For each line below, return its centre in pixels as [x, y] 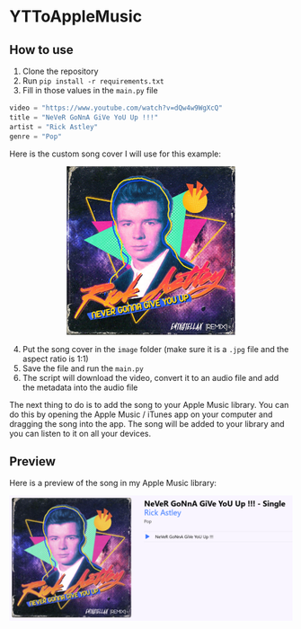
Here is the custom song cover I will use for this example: [115, 154]
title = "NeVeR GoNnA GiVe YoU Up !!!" [84, 117]
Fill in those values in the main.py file [90, 90]
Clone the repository [60, 71]
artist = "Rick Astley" [54, 127]
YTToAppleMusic [75, 17]
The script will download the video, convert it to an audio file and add [150, 377]
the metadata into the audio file [80, 387]
